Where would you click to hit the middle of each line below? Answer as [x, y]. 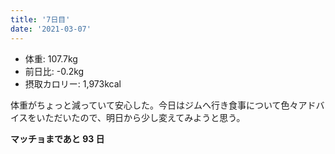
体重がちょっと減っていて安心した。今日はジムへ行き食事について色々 [154, 105]
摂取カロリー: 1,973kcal [73, 83]
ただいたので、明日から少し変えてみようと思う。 [145, 117]
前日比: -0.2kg [54, 71]
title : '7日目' [40, 19]
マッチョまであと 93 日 [57, 138]
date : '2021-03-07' [51, 29]
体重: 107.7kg [51, 58]
